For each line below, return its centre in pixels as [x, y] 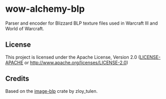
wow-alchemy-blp [45, 9]
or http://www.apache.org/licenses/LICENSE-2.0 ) [76, 63]
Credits [17, 79]
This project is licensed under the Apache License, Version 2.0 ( [73, 57]
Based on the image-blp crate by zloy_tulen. [52, 91]
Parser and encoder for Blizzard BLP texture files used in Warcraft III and [82, 23]
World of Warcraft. [25, 28]
